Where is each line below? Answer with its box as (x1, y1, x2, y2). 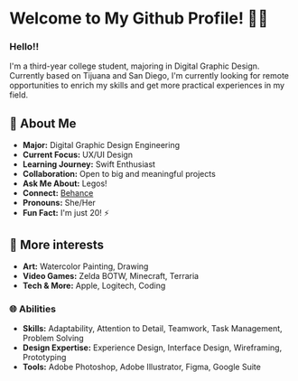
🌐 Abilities (9, 302, 57, 315)
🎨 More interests (9, 237, 105, 252)
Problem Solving (22, 333, 84, 344)
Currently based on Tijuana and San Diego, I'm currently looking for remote (9, 70, 290, 81)
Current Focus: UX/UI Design (22, 149, 134, 161)
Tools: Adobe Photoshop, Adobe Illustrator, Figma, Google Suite (22, 361, 262, 373)
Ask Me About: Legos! (22, 178, 107, 189)
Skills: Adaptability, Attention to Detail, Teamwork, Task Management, (22, 323, 283, 334)
